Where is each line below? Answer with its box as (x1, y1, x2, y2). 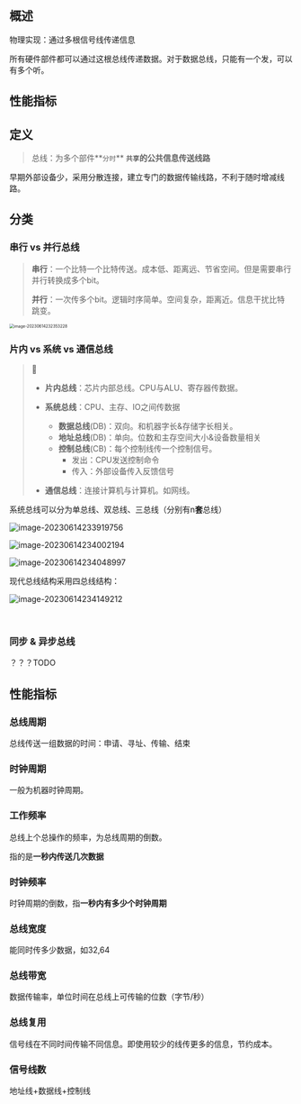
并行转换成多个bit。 (31, 274, 105, 286)
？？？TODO (9, 657, 57, 669)
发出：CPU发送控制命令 (71, 454, 160, 465)
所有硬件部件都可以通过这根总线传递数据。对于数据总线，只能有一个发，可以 (9, 53, 293, 64)
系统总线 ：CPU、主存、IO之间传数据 (44, 402, 181, 412)
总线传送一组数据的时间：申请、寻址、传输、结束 (9, 737, 190, 748)
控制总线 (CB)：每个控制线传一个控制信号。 (58, 443, 217, 453)
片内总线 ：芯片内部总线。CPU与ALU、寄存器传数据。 (44, 382, 243, 393)
